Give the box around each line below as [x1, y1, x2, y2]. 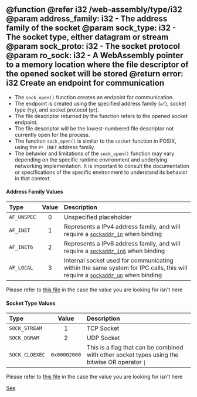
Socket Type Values [6, 300, 56, 307]
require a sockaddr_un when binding [63, 271, 162, 280]
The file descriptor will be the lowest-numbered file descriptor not [14, 125, 174, 132]
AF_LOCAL [9, 264, 33, 271]
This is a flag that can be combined [87, 344, 184, 352]
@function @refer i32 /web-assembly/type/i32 [6, 5, 183, 15]
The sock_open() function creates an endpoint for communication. [14, 93, 174, 100]
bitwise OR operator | [87, 358, 147, 366]
